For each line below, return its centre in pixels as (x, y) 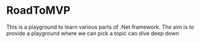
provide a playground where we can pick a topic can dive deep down (93, 33)
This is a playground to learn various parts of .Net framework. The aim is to (100, 27)
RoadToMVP (39, 10)
